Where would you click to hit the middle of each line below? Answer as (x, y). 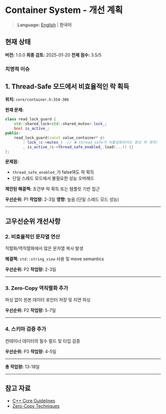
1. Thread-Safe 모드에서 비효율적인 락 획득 (67, 87)
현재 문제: (14, 110)
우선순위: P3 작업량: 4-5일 (31, 351)
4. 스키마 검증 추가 (26, 329)
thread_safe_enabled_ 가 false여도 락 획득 (53, 172)
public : (13, 133)
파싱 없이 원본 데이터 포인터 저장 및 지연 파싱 (48, 300)
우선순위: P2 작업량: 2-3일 (31, 269)
